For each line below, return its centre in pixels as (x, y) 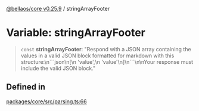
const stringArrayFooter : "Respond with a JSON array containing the (106, 49)
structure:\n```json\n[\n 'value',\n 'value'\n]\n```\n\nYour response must (107, 61)
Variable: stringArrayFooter (76, 33)
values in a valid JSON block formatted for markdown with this (97, 55)
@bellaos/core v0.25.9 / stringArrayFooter (58, 9)
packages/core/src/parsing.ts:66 (47, 101)
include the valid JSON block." (58, 68)
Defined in (26, 87)
